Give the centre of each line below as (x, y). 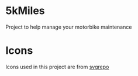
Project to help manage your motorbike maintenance (69, 27)
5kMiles (25, 11)
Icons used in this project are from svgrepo (57, 67)
